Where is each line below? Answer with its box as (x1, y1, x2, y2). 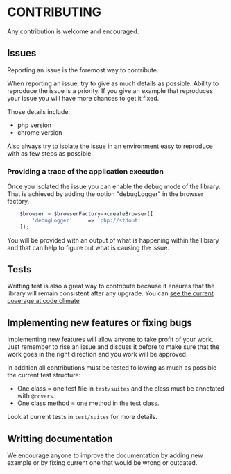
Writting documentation (7, 432, 113, 445)
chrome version (17, 128, 62, 136)
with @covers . (17, 392, 55, 400)
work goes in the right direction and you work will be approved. (7, 350, 188, 359)
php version (17, 121, 52, 129)
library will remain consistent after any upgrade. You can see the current (7, 289, 214, 297)
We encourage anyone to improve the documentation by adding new (7, 451, 203, 459)
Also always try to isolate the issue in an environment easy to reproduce (7, 142, 213, 150)
